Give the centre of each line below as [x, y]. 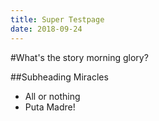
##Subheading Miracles [59, 77]
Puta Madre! [50, 107]
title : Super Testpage [57, 19]
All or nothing [52, 96]
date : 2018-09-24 [46, 29]
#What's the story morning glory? [79, 57]
